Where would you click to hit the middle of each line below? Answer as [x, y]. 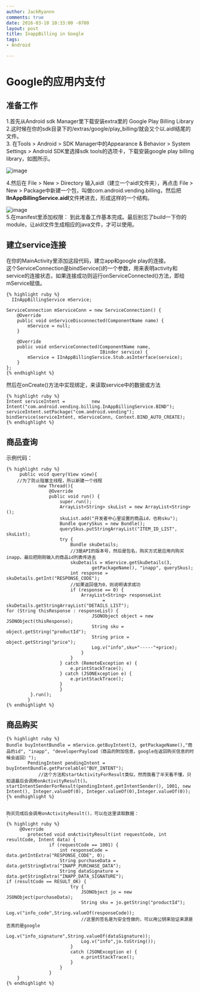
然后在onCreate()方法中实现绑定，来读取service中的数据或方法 [84, 385]
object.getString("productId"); [46, 632]
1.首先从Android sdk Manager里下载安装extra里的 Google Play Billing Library [100, 121]
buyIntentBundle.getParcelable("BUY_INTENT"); [65, 769]
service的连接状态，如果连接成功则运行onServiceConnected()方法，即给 [96, 275]
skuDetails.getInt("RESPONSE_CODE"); [53, 578]
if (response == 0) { [97, 590]
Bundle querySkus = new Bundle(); [102, 524]
